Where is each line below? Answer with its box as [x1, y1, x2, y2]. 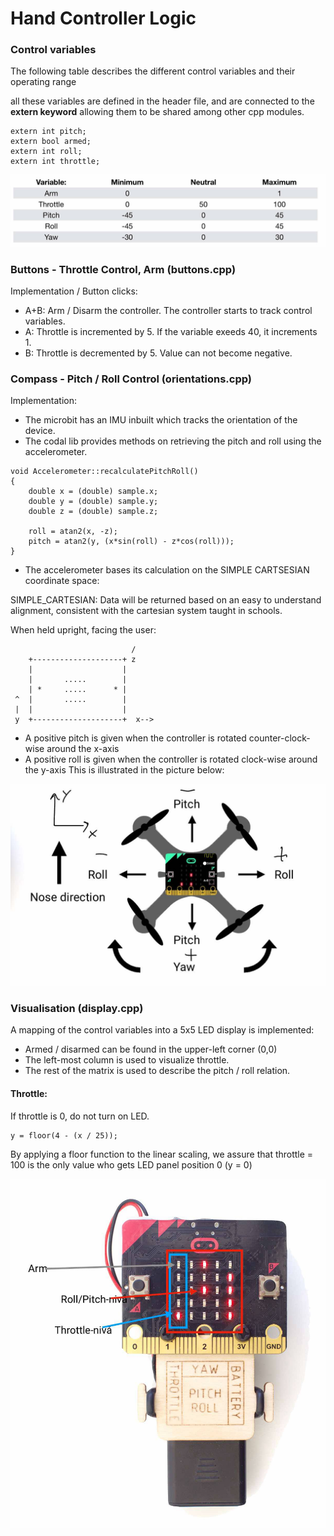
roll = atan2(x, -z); [28, 527, 118, 537]
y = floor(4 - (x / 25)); [10, 1130, 118, 1141]
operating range [10, 76, 77, 88]
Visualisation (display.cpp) [10, 1002, 144, 1016]
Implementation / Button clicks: [10, 285, 138, 297]
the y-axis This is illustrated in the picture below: [24, 764, 225, 776]
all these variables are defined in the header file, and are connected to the [10, 95, 315, 107]
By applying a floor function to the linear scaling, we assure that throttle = [10, 1148, 314, 1160]
